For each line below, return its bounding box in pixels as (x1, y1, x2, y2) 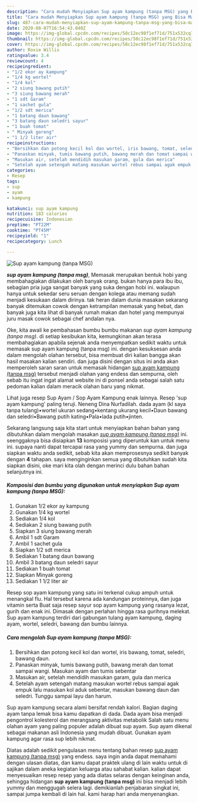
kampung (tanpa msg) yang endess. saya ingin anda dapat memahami (6, 753, 177, 760)
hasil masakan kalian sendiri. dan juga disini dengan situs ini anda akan (6, 358, 179, 365)
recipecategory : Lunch (6, 238, 62, 244)
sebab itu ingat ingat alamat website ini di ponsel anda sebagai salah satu (6, 376, 184, 384)
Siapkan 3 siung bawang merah (15, 528, 92, 535)
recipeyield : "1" (6, 233, 49, 239)
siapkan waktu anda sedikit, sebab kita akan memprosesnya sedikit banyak (6, 449, 189, 457)
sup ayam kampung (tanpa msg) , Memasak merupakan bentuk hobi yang (6, 271, 187, 278)
